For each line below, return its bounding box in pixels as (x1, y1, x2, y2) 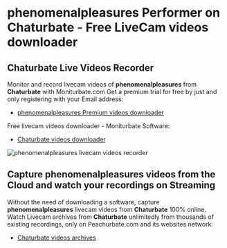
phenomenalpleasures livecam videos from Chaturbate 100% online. (7, 205, 206, 213)
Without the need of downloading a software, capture (7, 197, 160, 206)
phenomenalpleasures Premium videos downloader (17, 109, 164, 116)
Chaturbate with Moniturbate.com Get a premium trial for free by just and (7, 88, 217, 96)
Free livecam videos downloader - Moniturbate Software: (7, 122, 170, 130)
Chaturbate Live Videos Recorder (7, 62, 154, 73)
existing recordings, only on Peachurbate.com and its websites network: (7, 220, 213, 228)
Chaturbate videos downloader (17, 135, 106, 143)
